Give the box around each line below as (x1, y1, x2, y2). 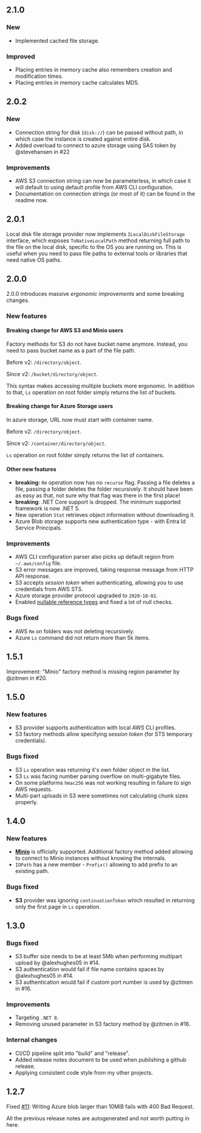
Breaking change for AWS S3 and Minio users (6, 327, 123, 334)
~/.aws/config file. (15, 559, 62, 567)
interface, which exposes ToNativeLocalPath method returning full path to (6, 237, 190, 244)
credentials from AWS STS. (15, 586, 83, 593)
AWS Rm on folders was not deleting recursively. (15, 627, 135, 635)
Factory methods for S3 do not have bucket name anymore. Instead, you (6, 340, 188, 348)
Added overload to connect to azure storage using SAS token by (15, 141, 177, 149)
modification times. (15, 72, 64, 80)
